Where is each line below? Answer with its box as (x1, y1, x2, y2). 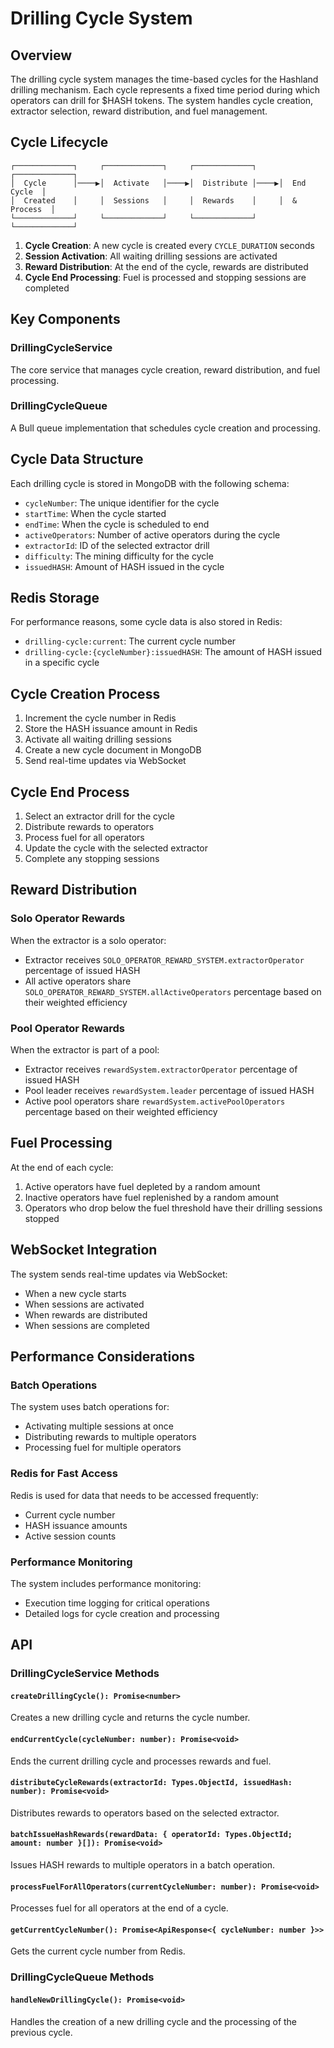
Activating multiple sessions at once (24, 1420, 174, 1432)
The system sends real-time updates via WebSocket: (10, 1268, 228, 1280)
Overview (10, 47, 73, 64)
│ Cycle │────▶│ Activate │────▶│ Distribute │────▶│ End (10, 178, 307, 188)
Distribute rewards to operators (24, 821, 155, 833)
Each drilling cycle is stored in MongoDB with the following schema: (10, 477, 290, 489)
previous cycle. (10, 2026, 73, 2038)
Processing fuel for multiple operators (24, 1442, 182, 1454)
